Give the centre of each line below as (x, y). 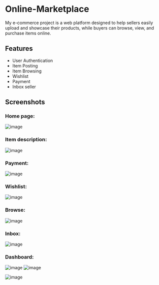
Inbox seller (24, 87)
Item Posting (25, 65)
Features (19, 48)
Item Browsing (27, 71)
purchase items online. (28, 33)
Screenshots (25, 102)
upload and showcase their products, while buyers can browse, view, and (79, 28)
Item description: (26, 140)
